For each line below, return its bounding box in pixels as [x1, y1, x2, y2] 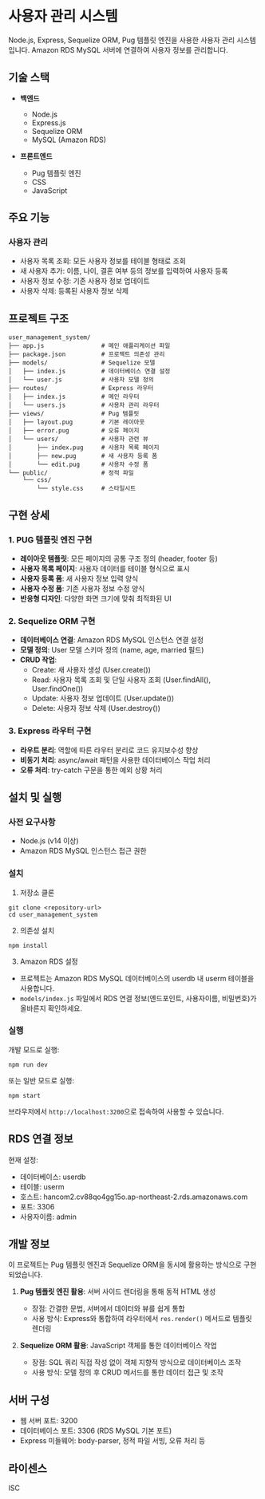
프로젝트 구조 [8, 312, 69, 325]
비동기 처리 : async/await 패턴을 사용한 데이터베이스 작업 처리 [19, 755, 211, 764]
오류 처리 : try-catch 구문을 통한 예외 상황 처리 [19, 765, 163, 775]
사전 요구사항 [8, 816, 56, 827]
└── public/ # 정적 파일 [8, 469, 134, 477]
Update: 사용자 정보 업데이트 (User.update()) [31, 693, 175, 703]
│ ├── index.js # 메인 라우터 [8, 393, 140, 401]
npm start [8, 1091, 42, 1099]
